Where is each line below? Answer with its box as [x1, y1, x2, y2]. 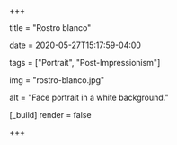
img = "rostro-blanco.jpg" [9, 75, 105, 86]
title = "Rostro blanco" [9, 23, 92, 32]
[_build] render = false [9, 110, 92, 120]
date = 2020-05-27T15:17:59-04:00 [9, 40, 142, 50]
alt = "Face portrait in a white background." [9, 92, 169, 103]
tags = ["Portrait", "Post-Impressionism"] [9, 58, 161, 68]
